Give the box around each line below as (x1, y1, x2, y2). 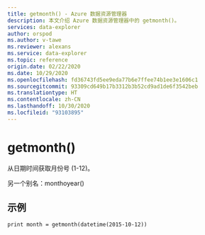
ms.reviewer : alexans (7, 43, 72, 50)
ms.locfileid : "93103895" (7, 109, 84, 116)
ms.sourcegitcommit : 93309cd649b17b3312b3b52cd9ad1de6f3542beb (7, 83, 199, 90)
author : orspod (7, 30, 52, 38)
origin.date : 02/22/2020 (7, 63, 81, 70)
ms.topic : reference (7, 57, 69, 64)
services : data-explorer (7, 23, 81, 30)
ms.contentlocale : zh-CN (7, 96, 81, 103)
